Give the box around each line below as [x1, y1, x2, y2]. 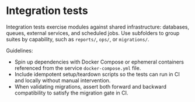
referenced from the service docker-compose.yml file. [14, 64, 141, 71]
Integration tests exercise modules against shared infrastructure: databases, [6, 23, 190, 30]
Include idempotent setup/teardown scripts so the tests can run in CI [14, 71, 180, 78]
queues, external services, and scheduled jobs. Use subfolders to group [6, 29, 180, 36]
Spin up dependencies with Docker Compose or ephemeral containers [14, 58, 184, 65]
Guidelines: [6, 47, 33, 54]
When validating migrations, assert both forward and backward [14, 83, 167, 90]
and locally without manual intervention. [14, 77, 111, 84]
